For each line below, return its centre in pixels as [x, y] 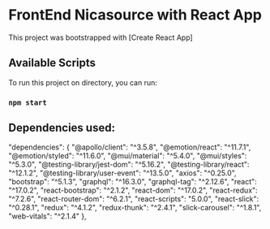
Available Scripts [52, 63]
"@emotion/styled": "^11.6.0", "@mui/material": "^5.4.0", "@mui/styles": [128, 156]
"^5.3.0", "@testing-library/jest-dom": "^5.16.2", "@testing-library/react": [129, 165]
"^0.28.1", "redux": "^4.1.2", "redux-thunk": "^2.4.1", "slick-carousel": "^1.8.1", [135, 208]
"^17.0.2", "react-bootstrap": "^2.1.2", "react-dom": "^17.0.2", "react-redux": [133, 190]
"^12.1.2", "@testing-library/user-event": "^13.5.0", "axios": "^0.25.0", [122, 173]
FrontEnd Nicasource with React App [135, 15]
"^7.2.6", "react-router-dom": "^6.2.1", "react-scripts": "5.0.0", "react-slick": [134, 199]
